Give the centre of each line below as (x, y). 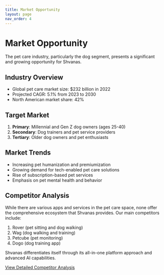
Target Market (27, 115)
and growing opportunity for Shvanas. (43, 62)
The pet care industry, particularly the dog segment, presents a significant (80, 56)
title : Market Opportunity (33, 10)
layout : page (18, 14)
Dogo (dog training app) (36, 243)
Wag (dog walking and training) (44, 233)
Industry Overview (34, 77)
